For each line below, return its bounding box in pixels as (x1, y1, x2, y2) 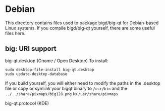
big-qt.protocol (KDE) (5, 100, 49, 106)
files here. (5, 30, 26, 36)
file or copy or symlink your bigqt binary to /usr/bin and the (5, 85, 128, 91)
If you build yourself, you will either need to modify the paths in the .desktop (5, 80, 161, 86)
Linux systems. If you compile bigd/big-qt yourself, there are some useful (5, 25, 155, 31)
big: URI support (5, 44, 57, 53)
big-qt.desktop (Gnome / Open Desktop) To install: (5, 58, 109, 64)
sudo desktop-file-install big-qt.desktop (5, 67, 94, 72)
